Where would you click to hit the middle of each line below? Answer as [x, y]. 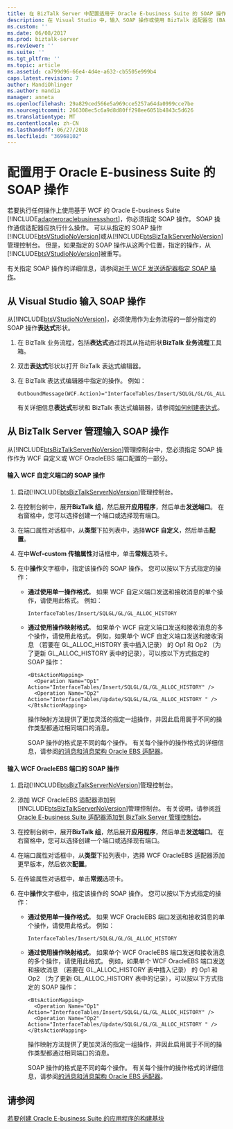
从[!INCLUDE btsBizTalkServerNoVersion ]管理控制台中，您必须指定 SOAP [111, 449]
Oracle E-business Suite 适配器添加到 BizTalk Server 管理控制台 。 [111, 817]
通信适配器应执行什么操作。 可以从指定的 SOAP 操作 [88, 228]
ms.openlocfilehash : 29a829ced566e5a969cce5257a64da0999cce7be [101, 104]
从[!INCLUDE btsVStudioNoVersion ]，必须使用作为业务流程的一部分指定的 [112, 319]
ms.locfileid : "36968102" [44, 136]
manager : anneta [31, 98]
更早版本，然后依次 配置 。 [54, 864]
